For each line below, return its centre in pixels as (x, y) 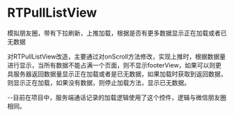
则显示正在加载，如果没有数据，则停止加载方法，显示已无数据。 (99, 82)
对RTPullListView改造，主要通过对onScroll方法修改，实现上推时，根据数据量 (117, 56)
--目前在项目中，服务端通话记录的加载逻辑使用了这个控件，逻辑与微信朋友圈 (117, 97)
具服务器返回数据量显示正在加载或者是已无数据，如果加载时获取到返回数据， (117, 74)
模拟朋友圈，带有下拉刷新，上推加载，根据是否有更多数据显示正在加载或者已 (117, 33)
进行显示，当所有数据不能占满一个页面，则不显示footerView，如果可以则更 (114, 65)
